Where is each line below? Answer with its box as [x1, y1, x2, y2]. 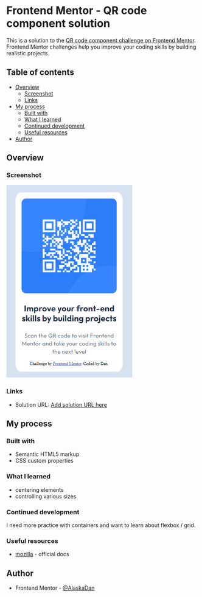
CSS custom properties [15, 457, 74, 464]
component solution [6, 16, 111, 30]
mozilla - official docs [15, 551, 69, 558]
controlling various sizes [15, 492, 77, 500]
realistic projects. [6, 49, 50, 57]
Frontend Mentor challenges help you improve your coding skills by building [6, 43, 197, 50]
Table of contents [6, 67, 74, 78]
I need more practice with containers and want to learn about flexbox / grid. [6, 522, 196, 529]
